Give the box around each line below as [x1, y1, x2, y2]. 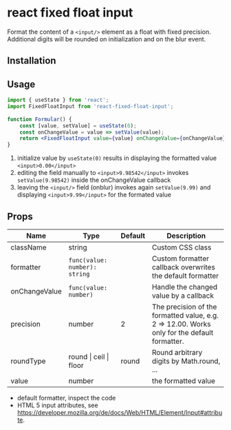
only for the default [151, 327, 214, 337]
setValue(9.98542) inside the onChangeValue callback [16, 176, 171, 184]
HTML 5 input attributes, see [16, 401, 98, 409]
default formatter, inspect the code [16, 393, 116, 402]
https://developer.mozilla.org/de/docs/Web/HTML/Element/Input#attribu [16, 408, 223, 416]
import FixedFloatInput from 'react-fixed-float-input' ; [7, 103, 174, 110]
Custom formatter [151, 254, 210, 263]
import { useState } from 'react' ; [7, 96, 109, 104]
